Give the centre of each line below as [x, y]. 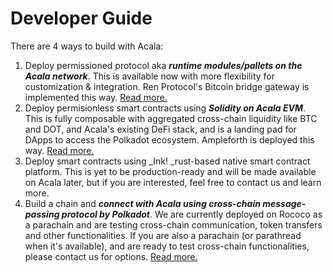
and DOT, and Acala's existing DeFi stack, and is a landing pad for [160, 129]
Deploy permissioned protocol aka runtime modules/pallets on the [163, 65]
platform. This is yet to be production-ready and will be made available [170, 171]
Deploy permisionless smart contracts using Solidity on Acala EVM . [165, 108]
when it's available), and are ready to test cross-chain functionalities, [167, 246]
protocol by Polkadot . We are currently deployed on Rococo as [192, 214]
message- [284, 203]
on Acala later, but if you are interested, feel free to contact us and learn [173, 182]
